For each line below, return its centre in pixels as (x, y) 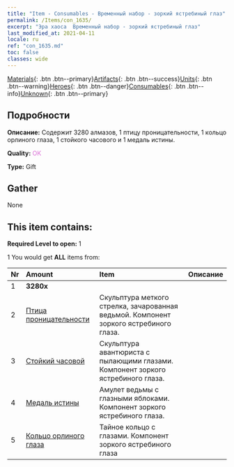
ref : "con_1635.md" (36, 46)
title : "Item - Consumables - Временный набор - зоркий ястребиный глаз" (117, 14)
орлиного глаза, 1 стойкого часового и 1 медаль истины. (91, 139)
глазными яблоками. (134, 399)
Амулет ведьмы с (129, 390)
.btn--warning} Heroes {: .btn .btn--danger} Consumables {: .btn (96, 86)
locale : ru (23, 40)
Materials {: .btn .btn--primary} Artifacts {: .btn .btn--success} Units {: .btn (110, 79)
